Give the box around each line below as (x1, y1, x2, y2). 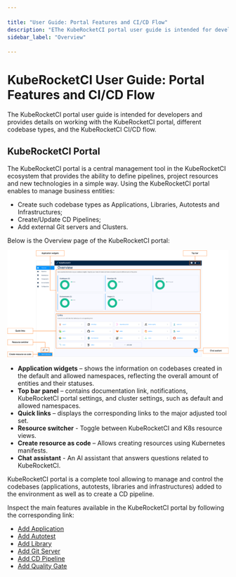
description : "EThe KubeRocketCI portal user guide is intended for (7, 26, 212, 33)
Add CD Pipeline (17, 554, 65, 562)
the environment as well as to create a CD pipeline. (7, 489, 155, 498)
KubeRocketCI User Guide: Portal (7, 72, 205, 88)
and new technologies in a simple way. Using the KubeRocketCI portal (7, 179, 210, 188)
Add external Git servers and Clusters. (17, 222, 129, 231)
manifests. (17, 446, 48, 455)
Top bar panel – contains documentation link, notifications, (17, 387, 188, 395)
